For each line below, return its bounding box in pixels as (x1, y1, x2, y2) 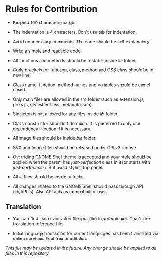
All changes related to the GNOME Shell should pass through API (12, 183, 143, 189)
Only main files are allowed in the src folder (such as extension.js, (12, 96, 145, 102)
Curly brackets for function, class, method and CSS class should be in (12, 67, 154, 73)
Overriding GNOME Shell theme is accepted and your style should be (12, 154, 152, 160)
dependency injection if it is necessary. (12, 126, 92, 131)
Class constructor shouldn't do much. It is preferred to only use (12, 120, 141, 126)
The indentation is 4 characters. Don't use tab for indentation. (12, 29, 137, 35)
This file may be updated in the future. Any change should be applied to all (5, 245, 157, 251)
